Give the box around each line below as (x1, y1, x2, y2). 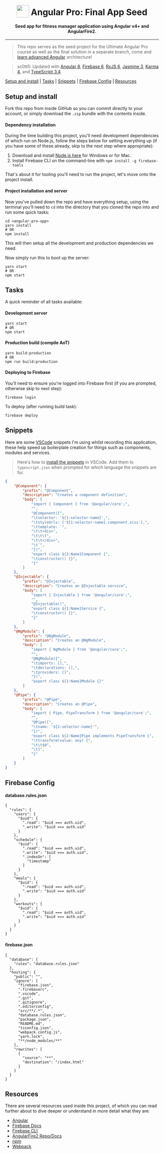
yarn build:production (5, 350, 51, 355)
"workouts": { (14, 902, 42, 907)
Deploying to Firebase (5, 370, 51, 375)
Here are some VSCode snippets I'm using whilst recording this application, (5, 439, 157, 445)
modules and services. (5, 450, 51, 456)
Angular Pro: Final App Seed (31, 7, 148, 18)
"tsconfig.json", (18, 1025, 54, 1030)
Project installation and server (5, 188, 68, 194)
